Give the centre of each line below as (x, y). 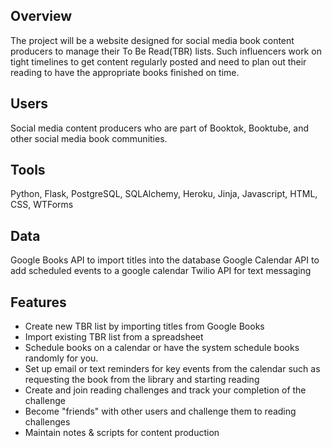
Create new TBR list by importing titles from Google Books (144, 326)
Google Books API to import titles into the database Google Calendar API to (165, 260)
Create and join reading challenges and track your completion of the (165, 390)
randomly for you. (61, 358)
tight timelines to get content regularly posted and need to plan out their (158, 61)
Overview (41, 16)
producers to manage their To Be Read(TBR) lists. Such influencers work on (166, 51)
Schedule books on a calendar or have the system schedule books (162, 348)
